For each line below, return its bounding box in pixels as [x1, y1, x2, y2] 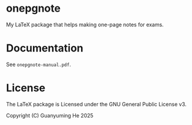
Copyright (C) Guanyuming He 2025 [6, 112, 94, 119]
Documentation [6, 41, 84, 55]
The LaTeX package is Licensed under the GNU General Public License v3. [6, 100, 187, 107]
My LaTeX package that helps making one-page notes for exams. [6, 21, 164, 28]
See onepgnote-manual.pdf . [6, 61, 72, 68]
